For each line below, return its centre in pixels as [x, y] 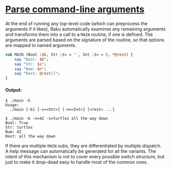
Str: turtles [19, 128]
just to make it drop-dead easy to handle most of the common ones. [77, 162]
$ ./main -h [18, 101]
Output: [13, 90]
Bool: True [17, 123]
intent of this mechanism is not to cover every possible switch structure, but [85, 157]
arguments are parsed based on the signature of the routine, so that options [85, 40]
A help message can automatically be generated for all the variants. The [81, 151]
